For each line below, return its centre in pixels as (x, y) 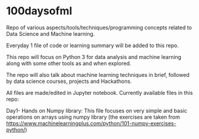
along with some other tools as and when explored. (69, 63)
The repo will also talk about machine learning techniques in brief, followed (98, 75)
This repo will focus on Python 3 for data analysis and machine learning (94, 57)
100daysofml (39, 11)
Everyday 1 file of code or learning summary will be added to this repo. (93, 45)
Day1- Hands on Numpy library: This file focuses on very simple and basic (97, 110)
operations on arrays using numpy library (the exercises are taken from (93, 117)
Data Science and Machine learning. (50, 33)
